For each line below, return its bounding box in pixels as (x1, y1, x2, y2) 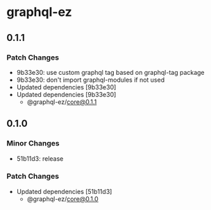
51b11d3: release (16, 154, 64, 163)
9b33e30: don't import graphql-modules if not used (16, 76, 164, 84)
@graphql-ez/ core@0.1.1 (26, 98, 97, 106)
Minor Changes (6, 139, 60, 148)
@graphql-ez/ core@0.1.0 (26, 195, 99, 203)
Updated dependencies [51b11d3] (16, 187, 112, 195)
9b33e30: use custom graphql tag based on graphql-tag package (16, 68, 205, 76)
